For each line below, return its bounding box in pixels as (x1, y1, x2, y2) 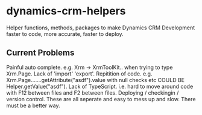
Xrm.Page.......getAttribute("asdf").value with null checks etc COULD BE (6, 76, 185, 83)
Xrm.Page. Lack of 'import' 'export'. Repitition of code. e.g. (6, 70, 153, 77)
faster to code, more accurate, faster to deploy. (6, 30, 124, 37)
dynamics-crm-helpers (6, 4, 126, 18)
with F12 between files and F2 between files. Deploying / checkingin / (6, 89, 179, 96)
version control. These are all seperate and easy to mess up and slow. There (6, 95, 196, 102)
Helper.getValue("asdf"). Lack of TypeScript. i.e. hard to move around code (6, 83, 194, 90)
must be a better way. (6, 102, 60, 109)
